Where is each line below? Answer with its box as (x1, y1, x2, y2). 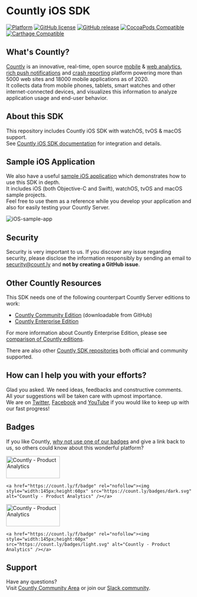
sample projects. (6, 191, 47, 199)
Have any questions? (6, 578, 57, 585)
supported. (6, 353, 33, 360)
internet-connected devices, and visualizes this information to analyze (6, 88, 177, 95)
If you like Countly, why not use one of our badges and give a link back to (6, 438, 185, 445)
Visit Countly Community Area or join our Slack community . (6, 585, 151, 592)
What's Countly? (6, 47, 70, 57)
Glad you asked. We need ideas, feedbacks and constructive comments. (6, 386, 183, 393)
